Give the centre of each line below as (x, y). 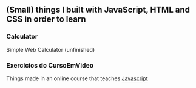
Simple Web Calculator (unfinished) (51, 49)
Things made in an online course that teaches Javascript (77, 78)
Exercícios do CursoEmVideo (50, 65)
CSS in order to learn (46, 20)
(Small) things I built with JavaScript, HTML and (98, 10)
